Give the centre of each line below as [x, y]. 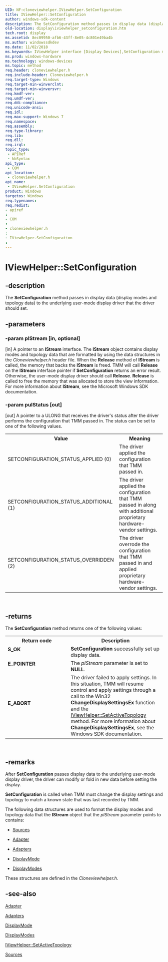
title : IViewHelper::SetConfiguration [45, 15]
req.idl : [14, 112]
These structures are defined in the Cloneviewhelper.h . [62, 878]
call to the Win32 [91, 696]
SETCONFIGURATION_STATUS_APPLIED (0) [59, 459]
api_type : [15, 163]
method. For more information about [113, 721]
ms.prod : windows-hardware [33, 56]
